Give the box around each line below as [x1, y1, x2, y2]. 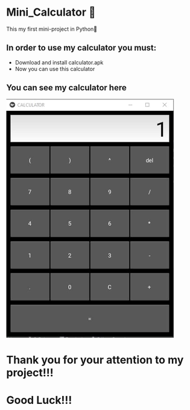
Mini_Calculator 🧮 [6, 5, 96, 19]
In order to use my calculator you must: [6, 43, 157, 53]
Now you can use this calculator [14, 65, 95, 72]
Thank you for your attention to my [6, 353, 184, 367]
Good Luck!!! [6, 393, 72, 407]
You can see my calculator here [6, 82, 127, 93]
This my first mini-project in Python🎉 [6, 25, 98, 33]
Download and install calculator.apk [14, 58, 104, 66]
